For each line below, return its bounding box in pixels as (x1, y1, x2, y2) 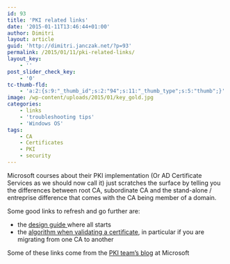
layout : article (7, 36, 54, 43)
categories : (7, 101, 42, 108)
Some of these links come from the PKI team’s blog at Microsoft (7, 248, 190, 257)
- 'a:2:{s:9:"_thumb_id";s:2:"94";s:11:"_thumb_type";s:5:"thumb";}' (19, 88, 226, 94)
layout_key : (7, 56, 42, 63)
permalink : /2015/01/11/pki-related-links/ (7, 49, 135, 56)
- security (19, 152, 51, 160)
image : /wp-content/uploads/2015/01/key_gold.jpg (7, 94, 154, 101)
